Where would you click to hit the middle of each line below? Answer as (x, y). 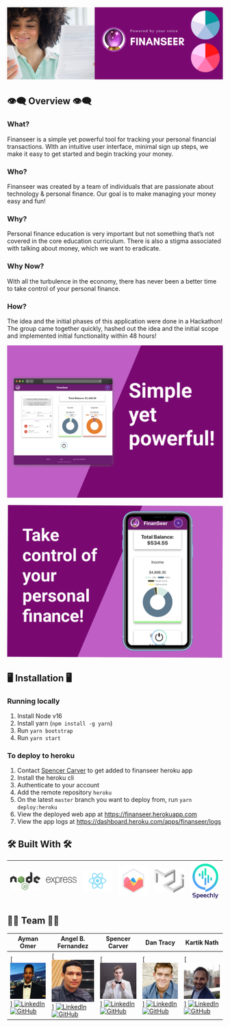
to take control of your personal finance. (64, 288)
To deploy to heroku (41, 756)
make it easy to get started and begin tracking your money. (90, 154)
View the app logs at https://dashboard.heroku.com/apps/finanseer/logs (119, 822)
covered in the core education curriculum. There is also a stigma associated (114, 241)
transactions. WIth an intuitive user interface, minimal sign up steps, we (108, 146)
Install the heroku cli (45, 778)
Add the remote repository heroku (64, 792)
